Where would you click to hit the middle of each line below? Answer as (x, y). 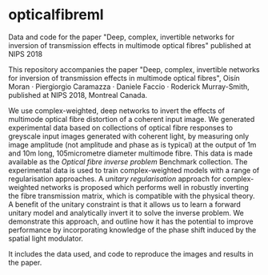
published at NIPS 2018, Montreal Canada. (78, 95)
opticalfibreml (56, 15)
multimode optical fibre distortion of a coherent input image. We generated (132, 119)
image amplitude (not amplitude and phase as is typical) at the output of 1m (132, 144)
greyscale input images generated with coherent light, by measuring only (129, 136)
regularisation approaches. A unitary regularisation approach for (115, 179)
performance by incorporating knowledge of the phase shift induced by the (132, 229)
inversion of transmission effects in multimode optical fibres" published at (130, 45)
